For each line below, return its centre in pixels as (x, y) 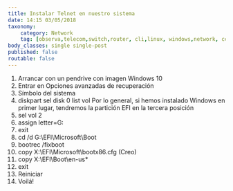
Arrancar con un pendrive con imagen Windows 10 (90, 78)
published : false (33, 53)
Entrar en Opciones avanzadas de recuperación (86, 85)
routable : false (31, 59)
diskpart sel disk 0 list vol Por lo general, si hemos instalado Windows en (121, 100)
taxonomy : (22, 26)
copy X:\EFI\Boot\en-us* (53, 159)
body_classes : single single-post (58, 46)
